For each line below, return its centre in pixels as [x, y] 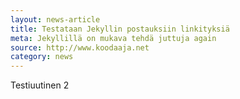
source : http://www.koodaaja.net [80, 47]
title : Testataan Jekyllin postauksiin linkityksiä [120, 29]
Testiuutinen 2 [40, 85]
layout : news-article [55, 19]
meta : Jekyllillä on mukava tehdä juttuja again [113, 38]
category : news [42, 57]
